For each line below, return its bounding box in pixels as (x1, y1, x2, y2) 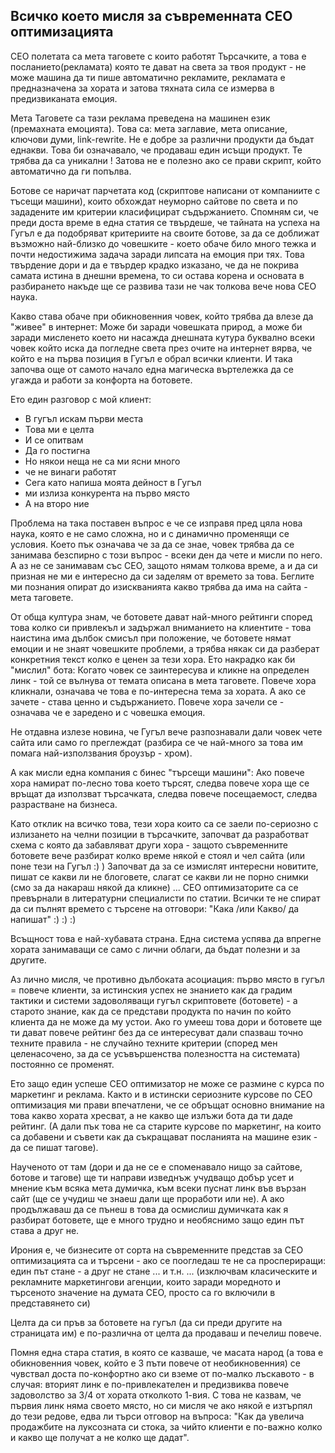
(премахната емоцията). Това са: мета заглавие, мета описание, (10, 122, 288, 134)
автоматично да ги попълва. (10, 165, 132, 177)
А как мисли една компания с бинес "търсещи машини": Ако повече (10, 766, 305, 778)
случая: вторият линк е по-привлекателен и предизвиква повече (10, 1378, 290, 1390)
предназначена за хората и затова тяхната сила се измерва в (10, 82, 275, 94)
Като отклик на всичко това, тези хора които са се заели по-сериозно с (10, 817, 319, 829)
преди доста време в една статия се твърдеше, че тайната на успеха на (10, 216, 321, 228)
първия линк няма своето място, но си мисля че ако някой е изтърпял (10, 1399, 313, 1411)
